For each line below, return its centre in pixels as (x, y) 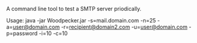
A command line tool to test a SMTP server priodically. (74, 9)
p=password (22, 33)
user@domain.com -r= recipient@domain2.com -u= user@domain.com (100, 27)
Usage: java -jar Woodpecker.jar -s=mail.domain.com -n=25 (81, 20)
